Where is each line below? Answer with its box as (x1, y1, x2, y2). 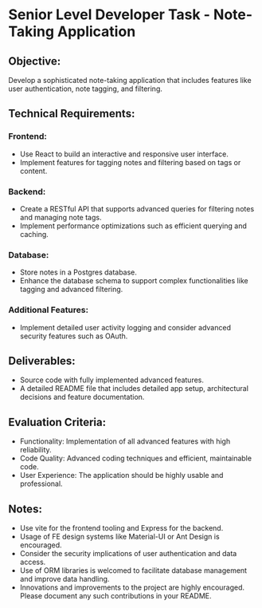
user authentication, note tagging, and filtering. (8, 84, 163, 93)
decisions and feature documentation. (19, 393, 145, 402)
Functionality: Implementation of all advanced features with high (19, 436, 231, 446)
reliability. (19, 445, 52, 455)
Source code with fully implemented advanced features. (19, 375, 205, 385)
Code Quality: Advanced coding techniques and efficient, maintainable (19, 453, 252, 464)
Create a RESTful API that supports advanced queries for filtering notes (19, 203, 255, 213)
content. (19, 166, 48, 176)
